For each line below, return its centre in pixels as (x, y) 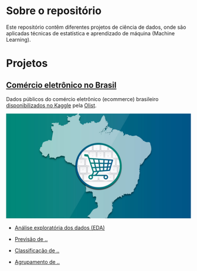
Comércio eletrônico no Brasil (61, 85)
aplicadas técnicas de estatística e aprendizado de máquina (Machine (90, 33)
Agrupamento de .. (37, 262)
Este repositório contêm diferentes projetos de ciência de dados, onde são (96, 27)
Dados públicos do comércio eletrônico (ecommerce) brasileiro (82, 99)
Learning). (18, 39)
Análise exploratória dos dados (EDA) (60, 228)
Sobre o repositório (54, 11)
